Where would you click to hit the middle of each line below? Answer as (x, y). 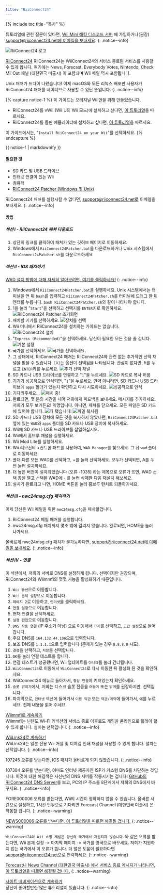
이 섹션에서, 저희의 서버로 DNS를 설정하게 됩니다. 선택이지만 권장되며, (71, 573)
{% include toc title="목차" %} (35, 24)
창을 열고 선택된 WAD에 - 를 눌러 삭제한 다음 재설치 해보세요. (75, 478)
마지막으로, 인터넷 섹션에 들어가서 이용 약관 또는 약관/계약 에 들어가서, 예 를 (80, 699)
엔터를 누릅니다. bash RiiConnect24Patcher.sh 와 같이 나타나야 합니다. (79, 302)
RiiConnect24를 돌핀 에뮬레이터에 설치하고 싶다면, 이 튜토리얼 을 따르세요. (82, 122)
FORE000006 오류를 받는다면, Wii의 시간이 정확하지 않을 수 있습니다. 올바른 (77, 799)
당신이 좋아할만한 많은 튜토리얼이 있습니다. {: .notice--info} (62, 888)
